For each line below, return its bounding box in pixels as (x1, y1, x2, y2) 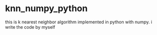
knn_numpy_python (5, 3, 88, 14)
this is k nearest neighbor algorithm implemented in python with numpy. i (5, 19, 152, 25)
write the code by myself (5, 24, 55, 30)
